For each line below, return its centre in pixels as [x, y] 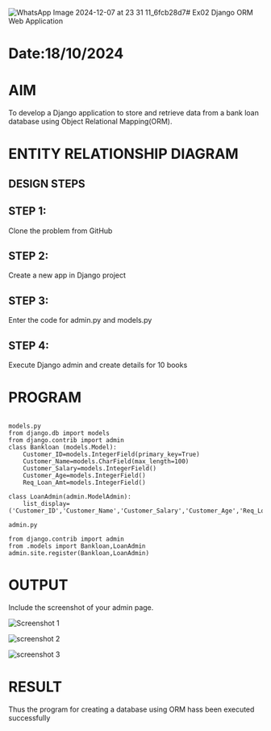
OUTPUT [38, 585]
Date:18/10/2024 [66, 54]
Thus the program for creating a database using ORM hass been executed [131, 709]
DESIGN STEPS [47, 184]
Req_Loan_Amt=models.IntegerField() [85, 482]
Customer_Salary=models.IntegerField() [90, 468]
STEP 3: [29, 301]
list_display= [46, 503]
